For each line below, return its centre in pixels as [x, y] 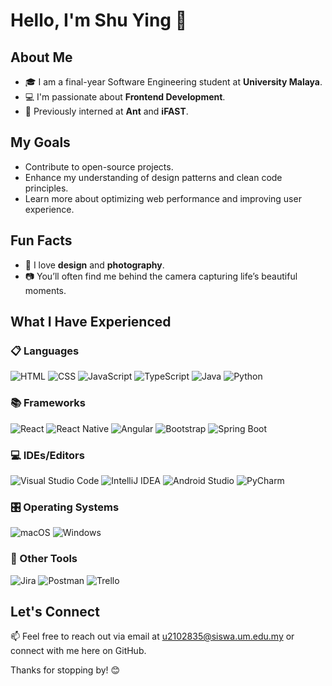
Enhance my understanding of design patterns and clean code [153, 177]
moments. [45, 290]
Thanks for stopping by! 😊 [65, 670]
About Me [41, 57]
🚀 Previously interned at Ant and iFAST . [106, 111]
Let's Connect [55, 611]
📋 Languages [45, 351]
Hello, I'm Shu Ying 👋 [99, 20]
